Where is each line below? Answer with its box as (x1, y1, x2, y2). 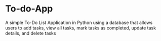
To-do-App (5, 3, 53, 14)
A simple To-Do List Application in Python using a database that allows (5, 19, 153, 25)
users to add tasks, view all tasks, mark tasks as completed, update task (5, 24, 156, 30)
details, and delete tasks (5, 30, 56, 36)
